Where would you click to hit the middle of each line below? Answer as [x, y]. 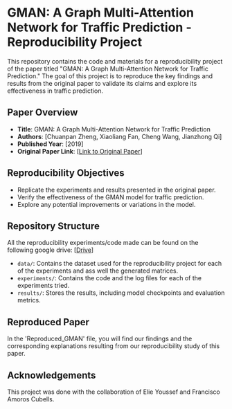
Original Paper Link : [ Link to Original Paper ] [80, 151]
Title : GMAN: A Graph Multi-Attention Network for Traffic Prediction [114, 129]
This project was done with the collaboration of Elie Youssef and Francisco [114, 392]
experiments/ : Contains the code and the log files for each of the [109, 278]
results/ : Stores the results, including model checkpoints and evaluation [121, 293]
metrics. [29, 300]
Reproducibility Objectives [66, 173]
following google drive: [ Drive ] [51, 250]
